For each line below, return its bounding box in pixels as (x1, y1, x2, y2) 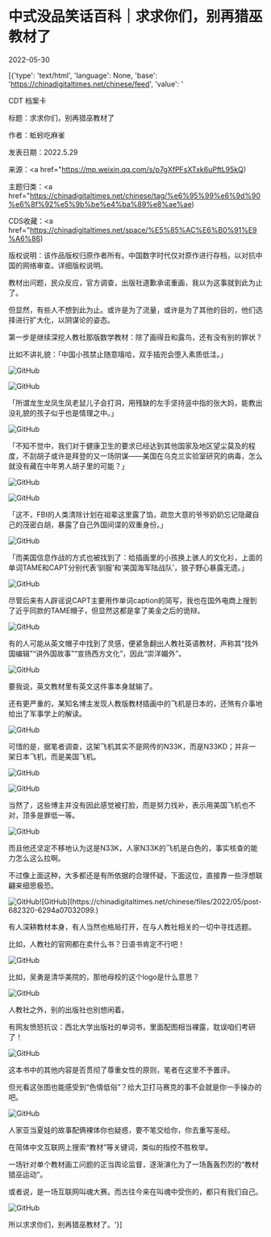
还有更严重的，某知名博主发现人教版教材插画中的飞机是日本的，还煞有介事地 (8, 699, 263, 708)
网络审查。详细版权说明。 (22, 260, 107, 270)
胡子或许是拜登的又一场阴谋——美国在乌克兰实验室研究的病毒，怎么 (35, 450, 263, 461)
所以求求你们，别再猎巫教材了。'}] (8, 1219, 123, 1229)
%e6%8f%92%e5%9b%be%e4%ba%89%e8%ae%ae (8, 199, 192, 209)
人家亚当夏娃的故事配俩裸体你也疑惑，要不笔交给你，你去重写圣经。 (8, 1125, 235, 1134)
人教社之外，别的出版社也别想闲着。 (8, 1004, 129, 1015)
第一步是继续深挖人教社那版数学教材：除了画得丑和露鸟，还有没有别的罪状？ (8, 332, 263, 342)
